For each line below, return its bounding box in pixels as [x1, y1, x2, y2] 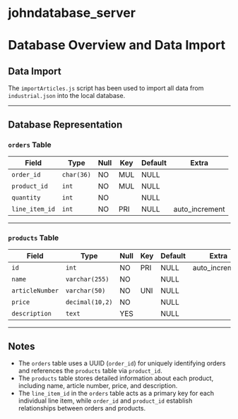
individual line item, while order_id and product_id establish [18, 396, 193, 405]
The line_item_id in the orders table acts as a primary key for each [18, 389, 215, 397]
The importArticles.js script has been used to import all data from [8, 84, 204, 92]
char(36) [61, 171, 91, 178]
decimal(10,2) [65, 298, 113, 306]
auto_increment [173, 204, 225, 214]
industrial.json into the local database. [8, 92, 126, 100]
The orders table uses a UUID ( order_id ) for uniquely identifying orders [18, 358, 226, 368]
